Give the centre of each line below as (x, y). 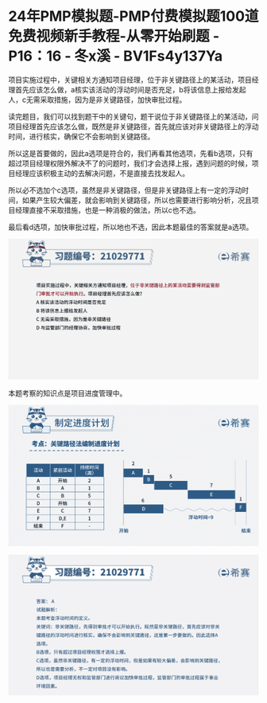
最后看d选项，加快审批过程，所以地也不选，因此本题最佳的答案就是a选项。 (131, 227)
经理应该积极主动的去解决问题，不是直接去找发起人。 (102, 173)
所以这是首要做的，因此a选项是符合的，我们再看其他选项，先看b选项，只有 (131, 153)
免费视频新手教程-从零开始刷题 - (114, 36)
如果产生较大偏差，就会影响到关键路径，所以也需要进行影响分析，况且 (137, 200)
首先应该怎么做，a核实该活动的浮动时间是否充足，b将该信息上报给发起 (130, 89)
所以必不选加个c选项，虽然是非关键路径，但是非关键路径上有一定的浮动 (125, 190)
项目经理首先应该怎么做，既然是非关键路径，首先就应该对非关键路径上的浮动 (133, 126)
